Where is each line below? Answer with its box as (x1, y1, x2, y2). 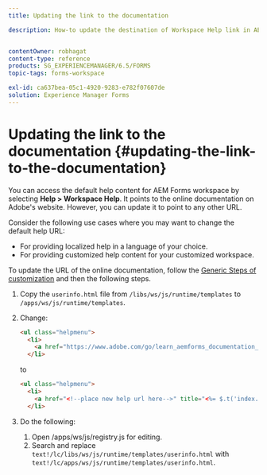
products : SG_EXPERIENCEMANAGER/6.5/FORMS (8, 62, 151, 70)
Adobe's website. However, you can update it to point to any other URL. (8, 202, 242, 211)
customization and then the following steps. (8, 273, 151, 283)
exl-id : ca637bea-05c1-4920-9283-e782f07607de (8, 84, 165, 92)
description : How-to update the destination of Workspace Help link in (8, 25, 250, 34)
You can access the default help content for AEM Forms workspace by (8, 185, 240, 195)
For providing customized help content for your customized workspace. (19, 249, 254, 259)
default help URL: (8, 226, 65, 235)
